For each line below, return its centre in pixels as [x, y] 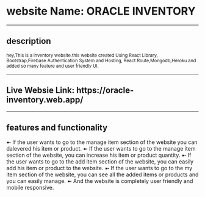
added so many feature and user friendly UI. [52, 66]
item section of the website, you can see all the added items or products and [103, 174]
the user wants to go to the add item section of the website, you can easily [100, 162]
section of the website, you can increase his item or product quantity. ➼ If [99, 155]
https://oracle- [105, 91]
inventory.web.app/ [45, 100]
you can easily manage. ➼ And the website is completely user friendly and [100, 181]
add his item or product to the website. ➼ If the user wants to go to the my [99, 168]
